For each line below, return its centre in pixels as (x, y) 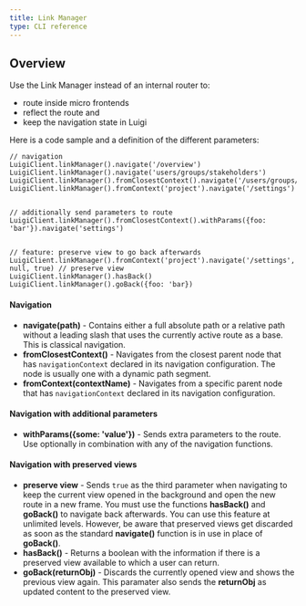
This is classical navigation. (74, 344)
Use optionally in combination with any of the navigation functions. (148, 444)
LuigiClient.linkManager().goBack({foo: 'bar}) (102, 285)
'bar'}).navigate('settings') (67, 229)
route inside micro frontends (76, 103)
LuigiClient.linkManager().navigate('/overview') (106, 165)
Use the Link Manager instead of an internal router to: (110, 85)
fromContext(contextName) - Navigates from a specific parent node (153, 383)
